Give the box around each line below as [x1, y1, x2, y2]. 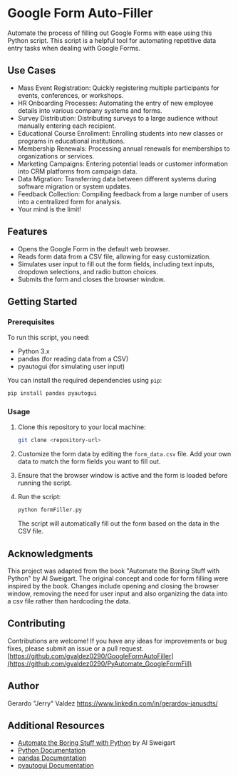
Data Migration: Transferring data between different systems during [17, 174, 217, 183]
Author [7, 680, 39, 692]
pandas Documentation [17, 753, 87, 762]
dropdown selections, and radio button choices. [17, 267, 159, 276]
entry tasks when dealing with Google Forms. [7, 44, 140, 52]
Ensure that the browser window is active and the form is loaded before [17, 471, 228, 480]
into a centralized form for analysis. [17, 197, 122, 206]
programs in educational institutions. [17, 136, 125, 145]
